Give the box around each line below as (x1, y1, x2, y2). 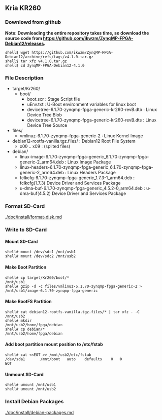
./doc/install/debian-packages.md (5, 409, 74, 415)
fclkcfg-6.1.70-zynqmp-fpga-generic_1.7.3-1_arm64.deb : (19, 175, 135, 181)
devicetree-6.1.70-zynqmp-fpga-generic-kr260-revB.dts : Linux (27, 117, 157, 123)
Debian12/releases (5, 40, 44, 46)
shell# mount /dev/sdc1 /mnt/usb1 (5, 249, 76, 255)
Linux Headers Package (67, 169, 116, 175)
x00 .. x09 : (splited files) (19, 143, 70, 149)
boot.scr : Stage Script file (27, 96, 80, 102)
